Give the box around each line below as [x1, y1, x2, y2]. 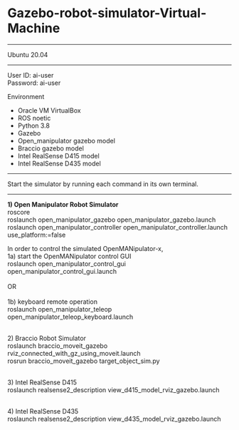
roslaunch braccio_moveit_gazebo [7, 341, 108, 350]
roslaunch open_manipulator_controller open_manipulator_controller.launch [7, 222, 228, 231]
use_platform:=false [7, 230, 66, 239]
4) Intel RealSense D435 [7, 406, 79, 415]
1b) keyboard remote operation [7, 297, 98, 306]
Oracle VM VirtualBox [17, 106, 81, 115]
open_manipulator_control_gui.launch [7, 267, 117, 275]
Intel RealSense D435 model [17, 159, 101, 168]
